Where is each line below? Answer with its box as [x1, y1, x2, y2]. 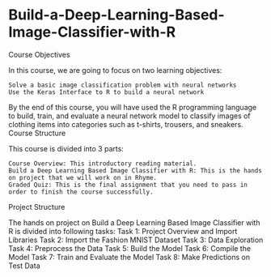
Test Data [8, 261, 40, 271]
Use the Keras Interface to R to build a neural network [8, 87, 205, 96]
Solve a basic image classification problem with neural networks [8, 81, 237, 89]
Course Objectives [8, 49, 70, 59]
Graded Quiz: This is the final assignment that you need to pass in [8, 181, 248, 189]
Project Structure [8, 202, 66, 211]
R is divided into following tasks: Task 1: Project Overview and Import [8, 226, 238, 236]
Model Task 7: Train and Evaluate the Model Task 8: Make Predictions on [8, 252, 251, 262]
